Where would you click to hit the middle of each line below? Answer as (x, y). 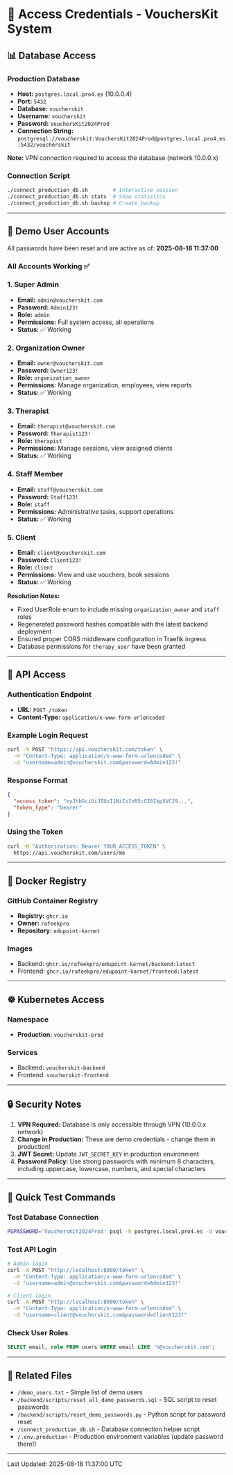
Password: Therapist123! (54, 433)
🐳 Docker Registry (47, 881)
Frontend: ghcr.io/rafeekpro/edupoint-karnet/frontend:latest (108, 971)
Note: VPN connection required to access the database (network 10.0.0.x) (113, 158)
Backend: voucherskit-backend (61, 1067)
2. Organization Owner (46, 348)
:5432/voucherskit (44, 145)
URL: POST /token (42, 709)
